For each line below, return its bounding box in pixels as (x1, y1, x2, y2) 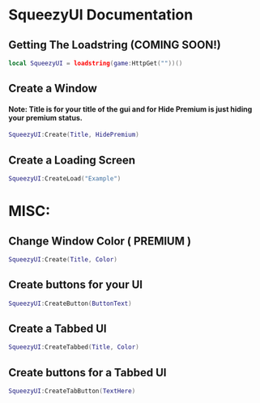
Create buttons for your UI (8, 278, 143, 292)
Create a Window (8, 82, 97, 95)
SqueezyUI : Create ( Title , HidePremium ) (8, 131, 139, 139)
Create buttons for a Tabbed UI (8, 366, 168, 380)
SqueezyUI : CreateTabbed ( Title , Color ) (8, 343, 139, 351)
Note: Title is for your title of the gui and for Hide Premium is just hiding (8, 104, 253, 114)
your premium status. (8, 112, 83, 122)
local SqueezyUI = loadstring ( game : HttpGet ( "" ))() (8, 59, 183, 67)
